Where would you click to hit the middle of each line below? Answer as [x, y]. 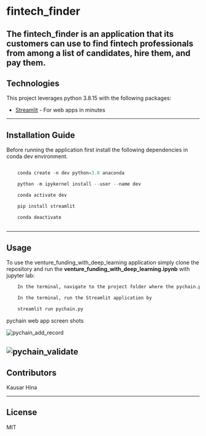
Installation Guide [41, 135]
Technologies [33, 83]
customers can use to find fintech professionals [100, 43]
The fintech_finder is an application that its [90, 34]
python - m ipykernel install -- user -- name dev [79, 184]
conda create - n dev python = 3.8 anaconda [71, 173]
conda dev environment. [37, 156]
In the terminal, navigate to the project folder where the [96, 287]
